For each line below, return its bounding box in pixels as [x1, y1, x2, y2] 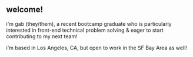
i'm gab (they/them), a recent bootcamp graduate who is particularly [6, 20, 172, 27]
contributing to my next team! [6, 32, 78, 40]
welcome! [6, 5, 43, 15]
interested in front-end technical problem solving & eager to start [6, 26, 164, 33]
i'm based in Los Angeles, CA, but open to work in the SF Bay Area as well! [6, 44, 187, 51]
